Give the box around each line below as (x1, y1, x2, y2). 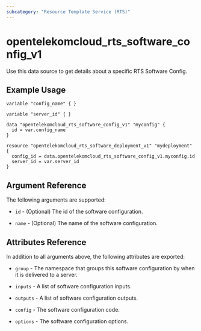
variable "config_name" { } (6, 101, 77, 107)
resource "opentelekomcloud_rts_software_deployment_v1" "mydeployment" (6, 143, 193, 149)
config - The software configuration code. (14, 306, 120, 313)
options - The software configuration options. (14, 318, 129, 325)
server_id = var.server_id (11, 159, 79, 165)
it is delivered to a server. (14, 271, 78, 278)
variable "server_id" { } (6, 111, 71, 117)
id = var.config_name (11, 127, 66, 133)
